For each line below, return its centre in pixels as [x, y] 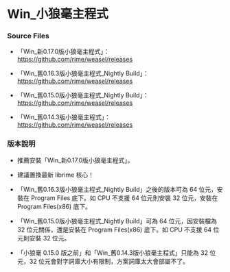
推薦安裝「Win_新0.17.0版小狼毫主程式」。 [75, 160]
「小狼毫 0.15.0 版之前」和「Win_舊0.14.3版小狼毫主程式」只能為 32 [112, 252]
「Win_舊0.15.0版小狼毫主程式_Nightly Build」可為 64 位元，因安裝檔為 [117, 221]
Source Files [28, 36]
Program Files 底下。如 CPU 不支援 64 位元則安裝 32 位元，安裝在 [124, 198]
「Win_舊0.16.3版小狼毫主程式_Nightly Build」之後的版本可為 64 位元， [117, 189]
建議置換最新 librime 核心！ [56, 175]
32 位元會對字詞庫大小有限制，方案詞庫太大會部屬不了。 [109, 261]
